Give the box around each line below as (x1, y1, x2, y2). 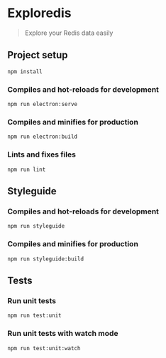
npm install (7, 68, 43, 75)
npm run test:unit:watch (7, 344, 81, 352)
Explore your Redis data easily (24, 28, 114, 37)
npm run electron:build (7, 133, 78, 140)
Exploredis (7, 5, 72, 21)
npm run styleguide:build (7, 255, 84, 263)
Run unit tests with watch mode (7, 329, 118, 339)
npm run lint (7, 166, 46, 173)
